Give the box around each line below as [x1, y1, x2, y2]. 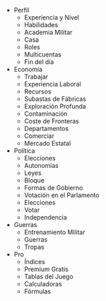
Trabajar [24, 72, 48, 81]
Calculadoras [24, 280, 62, 288]
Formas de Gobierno [24, 184, 83, 192]
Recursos [24, 87, 52, 95]
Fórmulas [24, 287, 51, 295]
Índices [24, 258, 46, 265]
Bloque [24, 176, 45, 184]
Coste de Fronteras [24, 117, 80, 125]
